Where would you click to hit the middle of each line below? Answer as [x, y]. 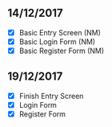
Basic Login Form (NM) [57, 41]
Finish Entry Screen [51, 96]
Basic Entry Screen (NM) [60, 32]
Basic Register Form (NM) [62, 51]
